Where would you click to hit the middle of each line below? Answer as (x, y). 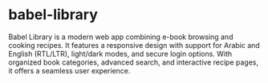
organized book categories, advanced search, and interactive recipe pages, (134, 62)
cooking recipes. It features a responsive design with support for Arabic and (134, 45)
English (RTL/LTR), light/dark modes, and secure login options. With (120, 53)
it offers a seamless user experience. (69, 70)
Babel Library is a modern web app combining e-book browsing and (121, 37)
